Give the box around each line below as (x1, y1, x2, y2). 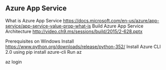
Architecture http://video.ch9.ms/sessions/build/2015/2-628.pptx (5, 28, 143, 34)
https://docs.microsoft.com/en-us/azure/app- (63, 17, 159, 23)
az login (5, 58, 22, 65)
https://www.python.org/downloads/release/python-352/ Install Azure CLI (5, 43, 161, 50)
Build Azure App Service (91, 23, 144, 29)
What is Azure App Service (5, 17, 62, 23)
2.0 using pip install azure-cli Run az (5, 49, 82, 55)
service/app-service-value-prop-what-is (5, 23, 91, 29)
